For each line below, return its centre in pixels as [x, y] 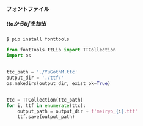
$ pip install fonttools [38, 39]
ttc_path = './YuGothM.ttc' [42, 72]
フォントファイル [28, 9]
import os [19, 56]
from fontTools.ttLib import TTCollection [61, 50]
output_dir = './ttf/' [35, 78]
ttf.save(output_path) [46, 117]
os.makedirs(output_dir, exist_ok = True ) [59, 83]
